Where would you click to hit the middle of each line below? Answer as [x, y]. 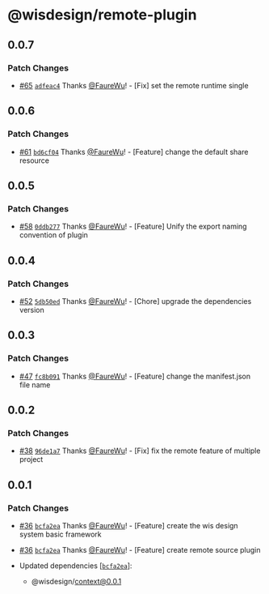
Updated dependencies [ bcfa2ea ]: [76, 566]
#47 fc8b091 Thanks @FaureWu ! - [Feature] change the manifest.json [135, 376]
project [31, 459]
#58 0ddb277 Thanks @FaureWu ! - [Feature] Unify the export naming [133, 226]
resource [34, 160]
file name [35, 385]
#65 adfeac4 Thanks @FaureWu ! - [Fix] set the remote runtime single [134, 85]
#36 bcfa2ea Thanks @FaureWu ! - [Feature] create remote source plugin [140, 550]
